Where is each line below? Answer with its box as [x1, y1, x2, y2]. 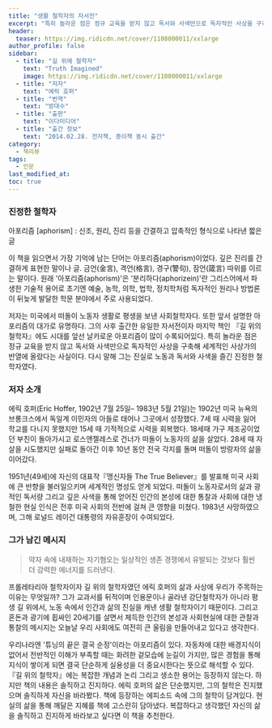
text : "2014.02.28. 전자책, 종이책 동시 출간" [23, 132, 166, 140]
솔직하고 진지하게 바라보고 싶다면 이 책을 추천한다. [16, 710, 175, 720]
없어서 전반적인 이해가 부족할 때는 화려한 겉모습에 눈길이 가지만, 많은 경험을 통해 [8, 649, 261, 659]
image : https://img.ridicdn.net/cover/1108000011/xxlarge [23, 72, 223, 80]
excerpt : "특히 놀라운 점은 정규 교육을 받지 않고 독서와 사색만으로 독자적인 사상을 [8, 19, 253, 28]
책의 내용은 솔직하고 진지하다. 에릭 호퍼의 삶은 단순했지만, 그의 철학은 [23, 680, 241, 690]
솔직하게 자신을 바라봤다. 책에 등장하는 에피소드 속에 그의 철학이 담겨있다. [23, 690, 255, 700]
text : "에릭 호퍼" [23, 87, 79, 96]
